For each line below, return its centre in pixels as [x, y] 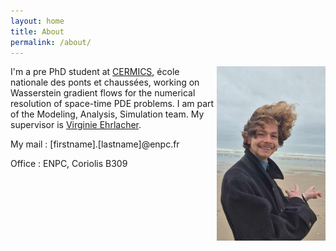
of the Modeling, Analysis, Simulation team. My [107, 114]
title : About [37, 31]
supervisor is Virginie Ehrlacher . [76, 125]
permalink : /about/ [51, 42]
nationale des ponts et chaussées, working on [105, 82]
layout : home [37, 21]
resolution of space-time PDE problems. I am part [112, 104]
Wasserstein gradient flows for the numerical [103, 93]
